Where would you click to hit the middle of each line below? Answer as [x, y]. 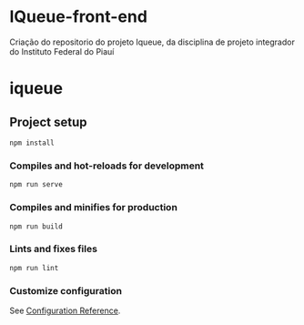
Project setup [49, 122]
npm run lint [34, 268]
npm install [32, 143]
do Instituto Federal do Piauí [62, 51]
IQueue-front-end [79, 17]
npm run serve [36, 185]
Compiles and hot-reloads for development [107, 166]
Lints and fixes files [54, 249]
